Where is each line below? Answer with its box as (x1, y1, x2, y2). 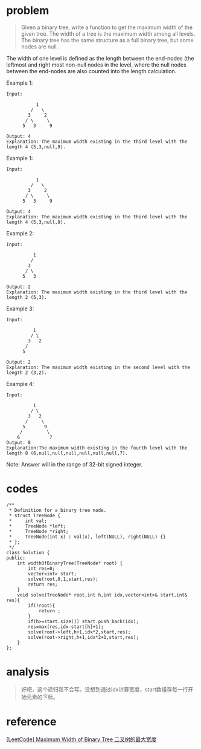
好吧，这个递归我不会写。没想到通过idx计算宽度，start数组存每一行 (21, 685, 188, 693)
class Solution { (6, 549, 50, 555)
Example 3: (6, 305, 34, 312)
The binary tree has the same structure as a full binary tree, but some (21, 36, 194, 44)
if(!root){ (28, 603, 56, 609)
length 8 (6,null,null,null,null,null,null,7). (6, 450, 129, 456)
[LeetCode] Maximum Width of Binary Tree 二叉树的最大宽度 (6, 736, 157, 743)
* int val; (8, 518, 47, 524)
